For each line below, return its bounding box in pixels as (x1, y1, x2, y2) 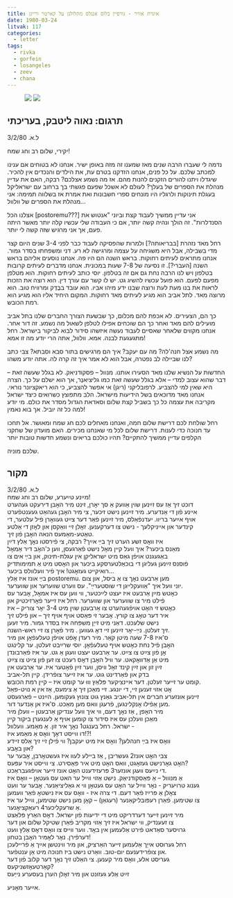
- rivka (13, 49, 36, 56)
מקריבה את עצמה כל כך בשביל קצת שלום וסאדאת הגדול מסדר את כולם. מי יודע (7, 398, 216, 406)
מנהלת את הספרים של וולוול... (7, 198, 86, 206)
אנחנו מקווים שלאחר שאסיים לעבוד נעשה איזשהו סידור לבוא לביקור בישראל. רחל (7, 326, 216, 335)
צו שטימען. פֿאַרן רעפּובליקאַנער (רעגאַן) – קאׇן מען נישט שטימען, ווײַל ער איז (7, 796, 200, 804)
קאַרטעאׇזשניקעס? (7, 863, 54, 870)
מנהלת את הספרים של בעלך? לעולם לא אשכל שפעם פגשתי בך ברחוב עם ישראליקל (7, 182, 224, 191)
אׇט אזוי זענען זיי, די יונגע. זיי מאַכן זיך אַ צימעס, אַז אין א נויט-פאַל (7, 685, 172, 693)
